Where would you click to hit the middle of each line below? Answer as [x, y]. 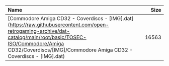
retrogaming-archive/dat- [39, 31]
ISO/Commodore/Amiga [36, 44]
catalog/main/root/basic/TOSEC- [47, 37]
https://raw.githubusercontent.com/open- [59, 25]
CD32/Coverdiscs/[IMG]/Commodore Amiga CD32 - [70, 50]
